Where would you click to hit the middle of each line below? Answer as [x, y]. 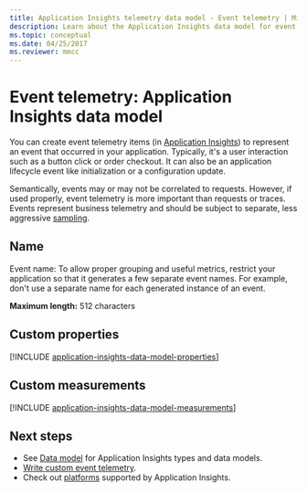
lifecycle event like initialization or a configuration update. [118, 171]
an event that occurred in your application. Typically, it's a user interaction [149, 152]
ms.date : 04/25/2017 [49, 43]
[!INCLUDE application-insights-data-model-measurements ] [123, 407]
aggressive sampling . [49, 218]
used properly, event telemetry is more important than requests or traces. [148, 198]
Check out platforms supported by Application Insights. [127, 477]
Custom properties [64, 335]
